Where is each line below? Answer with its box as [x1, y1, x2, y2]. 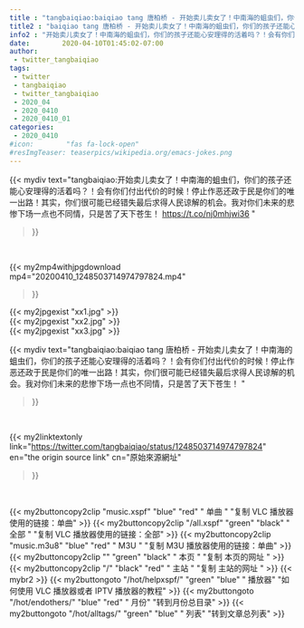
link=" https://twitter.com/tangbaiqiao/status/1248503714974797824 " [9, 440, 267, 451]
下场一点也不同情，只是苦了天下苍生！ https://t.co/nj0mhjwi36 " [16, 208, 256, 218]
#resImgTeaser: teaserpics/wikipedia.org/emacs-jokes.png [9, 148, 233, 157]
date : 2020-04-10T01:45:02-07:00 [9, 38, 165, 48]
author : [9, 47, 39, 56]
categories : [9, 123, 54, 132]
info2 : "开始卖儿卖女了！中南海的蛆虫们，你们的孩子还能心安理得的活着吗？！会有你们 [9, 30, 296, 39]
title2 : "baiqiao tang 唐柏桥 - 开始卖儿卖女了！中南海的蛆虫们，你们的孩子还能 [9, 22, 290, 31]
